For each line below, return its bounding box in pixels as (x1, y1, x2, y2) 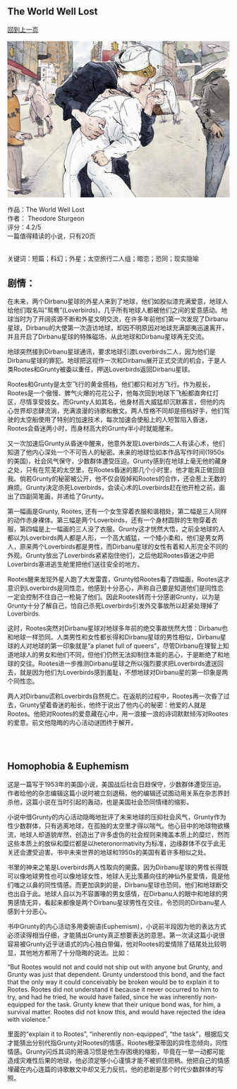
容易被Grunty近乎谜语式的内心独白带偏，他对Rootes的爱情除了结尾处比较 (7, 939, 221, 948)
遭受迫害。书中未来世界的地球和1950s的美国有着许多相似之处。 (25, 848, 210, 856)
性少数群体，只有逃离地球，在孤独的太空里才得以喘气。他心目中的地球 (7, 822, 212, 830)
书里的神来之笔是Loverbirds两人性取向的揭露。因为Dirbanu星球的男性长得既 (7, 862, 229, 871)
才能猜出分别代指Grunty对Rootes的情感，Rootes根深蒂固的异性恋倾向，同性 (7, 1038, 229, 1047)
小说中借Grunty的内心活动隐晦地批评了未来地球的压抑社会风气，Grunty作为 (7, 812, 226, 821)
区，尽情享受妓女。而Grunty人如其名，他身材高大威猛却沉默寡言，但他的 (7, 398, 219, 406)
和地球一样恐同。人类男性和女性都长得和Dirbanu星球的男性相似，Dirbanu (7, 633, 221, 641)
